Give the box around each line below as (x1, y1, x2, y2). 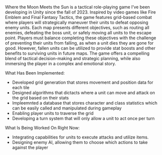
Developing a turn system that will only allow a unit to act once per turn (12, 116, 155, 121)
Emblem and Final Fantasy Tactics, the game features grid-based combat (5, 15, 152, 20)
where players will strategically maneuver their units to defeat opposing (5, 19, 148, 25)
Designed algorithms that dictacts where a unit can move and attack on (12, 90, 155, 95)
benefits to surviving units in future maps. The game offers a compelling (5, 50, 150, 56)
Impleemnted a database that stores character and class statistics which (12, 100, 158, 106)
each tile (12, 85, 30, 90)
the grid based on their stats (12, 95, 69, 101)
